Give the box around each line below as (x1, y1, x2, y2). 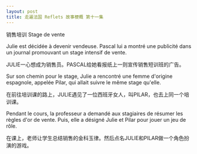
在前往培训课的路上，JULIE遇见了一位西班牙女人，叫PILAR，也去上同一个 (6, 91, 184, 98)
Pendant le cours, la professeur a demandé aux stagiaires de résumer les (6, 109, 183, 117)
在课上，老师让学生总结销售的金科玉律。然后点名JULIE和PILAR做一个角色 (6, 134, 184, 141)
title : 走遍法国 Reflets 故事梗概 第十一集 (6, 14, 104, 20)
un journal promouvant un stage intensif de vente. (6, 49, 127, 56)
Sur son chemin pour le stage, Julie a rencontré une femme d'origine (6, 73, 173, 80)
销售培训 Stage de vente (6, 30, 65, 38)
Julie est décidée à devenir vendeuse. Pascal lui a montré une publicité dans (6, 42, 192, 50)
